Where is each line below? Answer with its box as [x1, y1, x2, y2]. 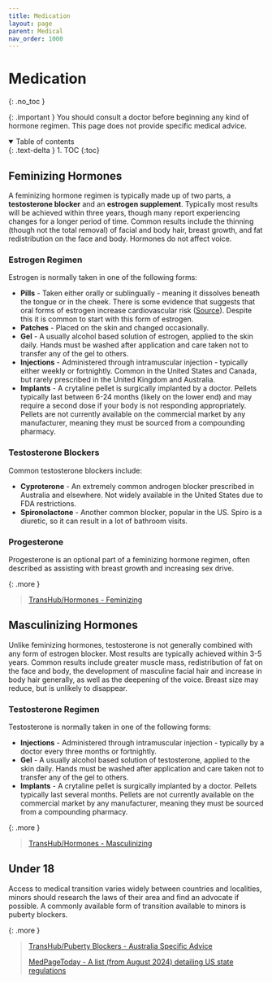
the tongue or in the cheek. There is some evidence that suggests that [19, 297, 256, 307]
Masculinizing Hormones [8, 618, 138, 632]
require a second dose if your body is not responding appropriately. [19, 400, 247, 411]
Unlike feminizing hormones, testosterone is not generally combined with [8, 640, 253, 649]
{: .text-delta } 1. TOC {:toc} [8, 146, 100, 155]
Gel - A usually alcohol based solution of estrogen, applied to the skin [19, 331, 254, 342]
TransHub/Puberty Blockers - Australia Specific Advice [28, 941, 213, 950]
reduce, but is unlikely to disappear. [8, 683, 128, 692]
